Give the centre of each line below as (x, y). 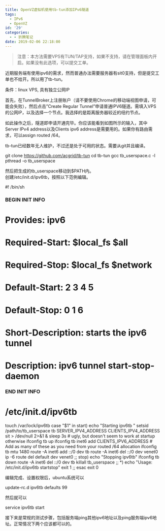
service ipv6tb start (25, 507)
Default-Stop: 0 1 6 (44, 310)
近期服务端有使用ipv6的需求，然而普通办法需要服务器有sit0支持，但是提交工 (82, 73)
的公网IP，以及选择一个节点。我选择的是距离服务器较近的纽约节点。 (74, 112)
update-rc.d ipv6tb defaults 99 (36, 487)
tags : (11, 14)
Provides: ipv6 (35, 220)
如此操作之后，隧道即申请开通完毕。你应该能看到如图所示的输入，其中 (76, 123)
